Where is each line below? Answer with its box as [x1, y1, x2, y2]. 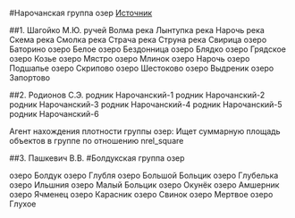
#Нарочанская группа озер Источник [9, 8, 153, 18]
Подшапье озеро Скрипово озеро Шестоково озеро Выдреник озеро [9, 63, 274, 73]
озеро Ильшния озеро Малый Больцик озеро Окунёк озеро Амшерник [9, 180, 280, 190]
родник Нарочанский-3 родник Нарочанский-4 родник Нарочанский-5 [9, 99, 283, 110]
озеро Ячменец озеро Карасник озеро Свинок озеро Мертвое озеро [9, 189, 274, 199]
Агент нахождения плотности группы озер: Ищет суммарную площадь [9, 126, 281, 137]
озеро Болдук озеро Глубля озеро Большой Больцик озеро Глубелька [9, 170, 279, 180]
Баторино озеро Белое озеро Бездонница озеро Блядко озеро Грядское [9, 44, 286, 54]
